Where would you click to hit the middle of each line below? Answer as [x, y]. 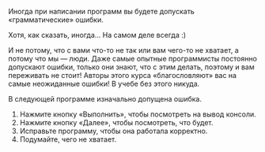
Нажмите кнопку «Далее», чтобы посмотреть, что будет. [116, 122]
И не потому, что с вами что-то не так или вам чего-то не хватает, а [123, 50]
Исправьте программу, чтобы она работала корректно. [114, 131]
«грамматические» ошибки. [56, 20]
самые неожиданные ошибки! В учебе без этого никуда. [104, 83]
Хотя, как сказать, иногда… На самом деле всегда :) [97, 35]
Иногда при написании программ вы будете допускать [102, 11]
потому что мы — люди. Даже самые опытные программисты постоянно [132, 59]
